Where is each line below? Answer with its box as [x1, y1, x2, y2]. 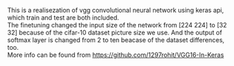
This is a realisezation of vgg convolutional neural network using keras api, [7, 6, 224, 14]
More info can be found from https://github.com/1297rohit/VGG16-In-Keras [7, 51, 224, 59]
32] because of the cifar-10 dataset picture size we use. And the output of [7, 28, 223, 37]
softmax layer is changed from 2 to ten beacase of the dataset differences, [7, 36, 225, 44]
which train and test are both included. [7, 13, 120, 22]
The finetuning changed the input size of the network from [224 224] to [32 [7, 21, 227, 29]
